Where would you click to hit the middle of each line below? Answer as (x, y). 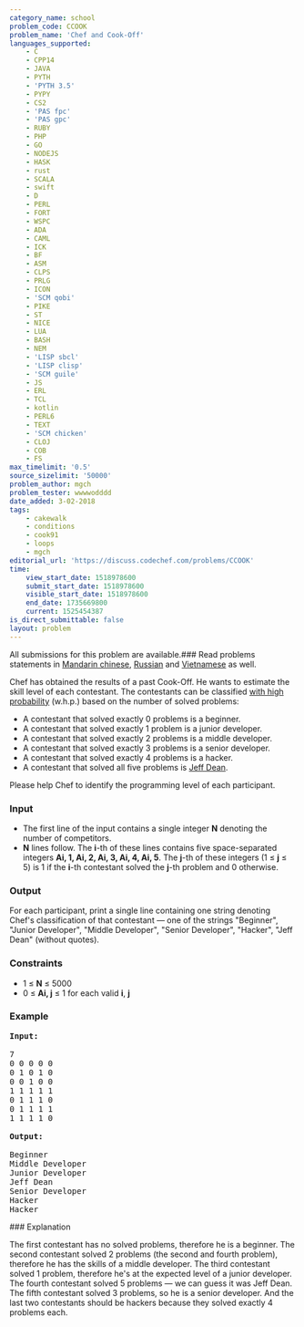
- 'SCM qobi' (51, 297)
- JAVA (38, 69)
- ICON (38, 289)
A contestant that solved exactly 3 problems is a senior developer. (147, 748)
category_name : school (52, 18)
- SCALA (40, 179)
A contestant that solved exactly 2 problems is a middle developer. (147, 738)
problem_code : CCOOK (49, 26)
